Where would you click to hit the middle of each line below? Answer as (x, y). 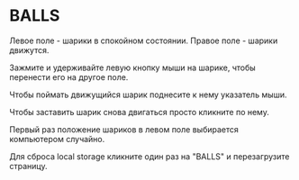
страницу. (28, 166)
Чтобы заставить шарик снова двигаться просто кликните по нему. (140, 112)
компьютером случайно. (57, 139)
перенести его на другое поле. (69, 76)
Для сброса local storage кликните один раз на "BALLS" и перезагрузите (149, 156)
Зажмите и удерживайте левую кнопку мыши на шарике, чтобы (133, 67)
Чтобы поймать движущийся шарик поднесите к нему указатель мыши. (148, 94)
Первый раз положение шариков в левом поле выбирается (124, 129)
